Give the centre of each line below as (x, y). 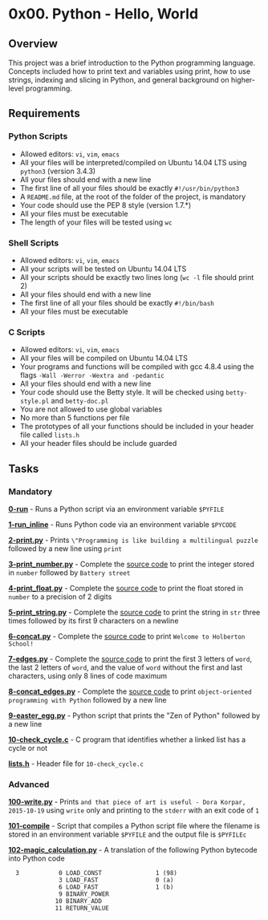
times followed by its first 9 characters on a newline (93, 620)
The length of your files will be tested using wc (96, 222)
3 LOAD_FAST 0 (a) (116, 880)
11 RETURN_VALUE (82, 908)
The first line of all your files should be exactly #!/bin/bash (117, 302)
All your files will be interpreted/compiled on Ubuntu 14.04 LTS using (133, 162)
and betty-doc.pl (80, 401)
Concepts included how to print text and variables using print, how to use (130, 71)
